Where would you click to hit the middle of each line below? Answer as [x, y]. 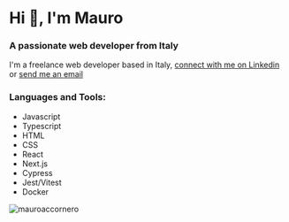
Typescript [42, 126]
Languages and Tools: [57, 97]
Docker [35, 191]
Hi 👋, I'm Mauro [66, 18]
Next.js [35, 164]
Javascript [41, 116]
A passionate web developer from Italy [94, 46]
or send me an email [46, 74]
